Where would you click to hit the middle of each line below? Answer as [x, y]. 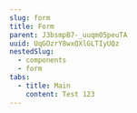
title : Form [32, 26]
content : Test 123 [60, 94]
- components [42, 60]
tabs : [20, 77]
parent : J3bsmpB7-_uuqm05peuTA [68, 35]
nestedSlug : [32, 52]
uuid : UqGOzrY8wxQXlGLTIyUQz [64, 43]
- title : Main [44, 86]
